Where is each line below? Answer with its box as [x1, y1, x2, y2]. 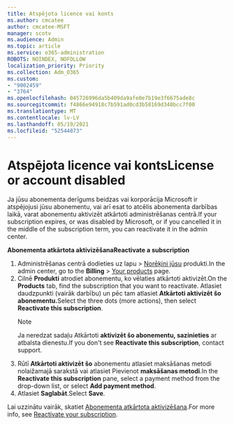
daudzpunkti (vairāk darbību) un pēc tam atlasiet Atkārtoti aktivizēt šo [17, 289, 221, 298]
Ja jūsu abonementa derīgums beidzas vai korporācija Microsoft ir [7, 195, 198, 203]
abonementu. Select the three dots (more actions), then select [17, 296, 197, 305]
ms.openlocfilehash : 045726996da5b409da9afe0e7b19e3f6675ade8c [7, 95, 196, 102]
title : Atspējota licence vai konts [7, 10, 114, 17]
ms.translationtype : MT [7, 108, 77, 115]
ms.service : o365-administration [7, 50, 105, 57]
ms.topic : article [7, 43, 61, 50]
